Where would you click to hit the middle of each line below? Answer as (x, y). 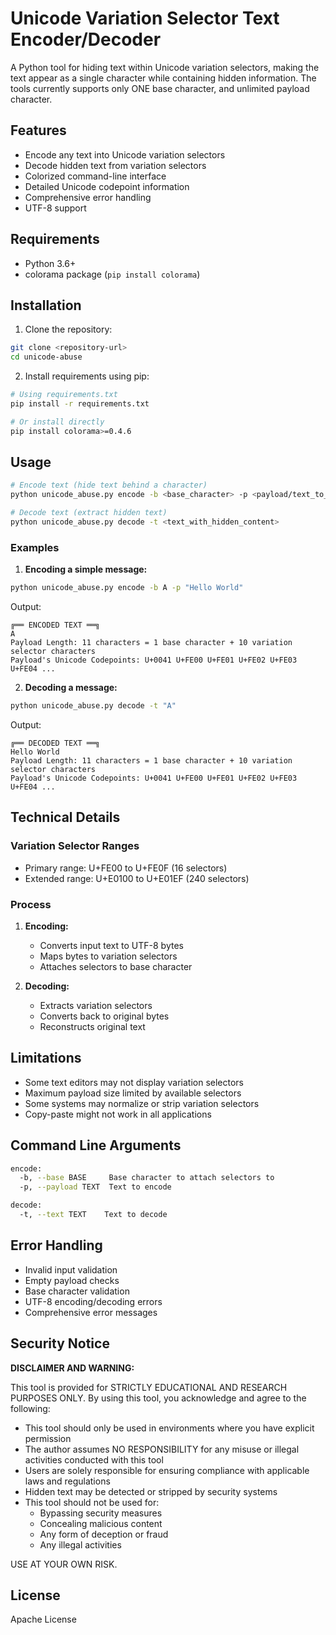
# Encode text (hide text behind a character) (109, 485)
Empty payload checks (72, 1280)
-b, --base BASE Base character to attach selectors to (147, 1178)
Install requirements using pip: (87, 376)
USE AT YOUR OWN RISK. (64, 1564)
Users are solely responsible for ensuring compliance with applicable (167, 1470)
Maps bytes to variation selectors (108, 956)
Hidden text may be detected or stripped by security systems (151, 1491)
